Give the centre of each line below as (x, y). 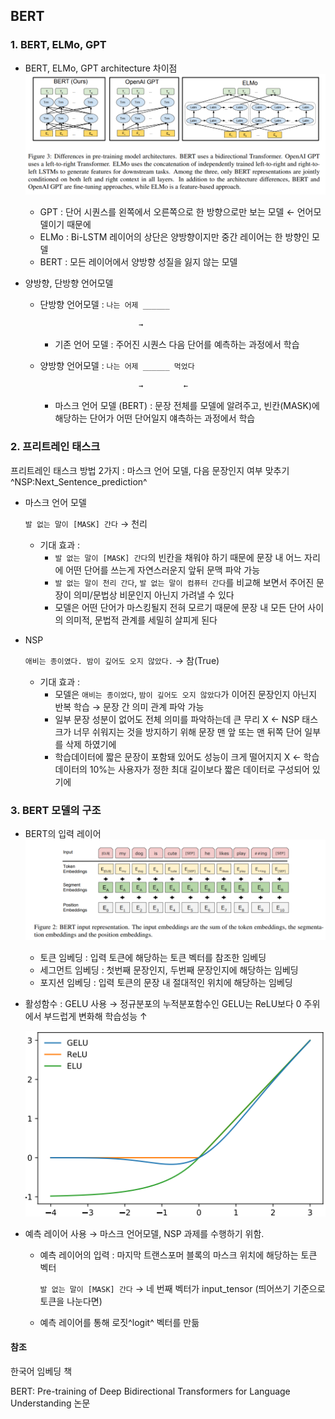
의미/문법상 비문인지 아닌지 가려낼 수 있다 (154, 595)
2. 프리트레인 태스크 (55, 447)
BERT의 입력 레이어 (63, 833)
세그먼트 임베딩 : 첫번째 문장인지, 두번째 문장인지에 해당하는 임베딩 (169, 970)
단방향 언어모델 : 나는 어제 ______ (104, 305)
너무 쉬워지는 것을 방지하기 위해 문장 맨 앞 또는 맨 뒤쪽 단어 (188, 731)
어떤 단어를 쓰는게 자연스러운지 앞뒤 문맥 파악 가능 (163, 570)
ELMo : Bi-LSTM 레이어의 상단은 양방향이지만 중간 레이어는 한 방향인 (174, 237)
